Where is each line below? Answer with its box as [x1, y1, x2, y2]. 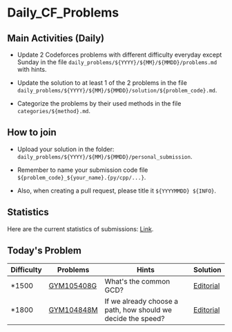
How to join [7, 126, 57, 139]
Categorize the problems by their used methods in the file [17, 99, 182, 108]
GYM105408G [48, 281, 97, 291]
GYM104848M [48, 305, 98, 315]
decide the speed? [104, 314, 165, 324]
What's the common [104, 277, 171, 286]
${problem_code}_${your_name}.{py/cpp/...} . [17, 173, 146, 181]
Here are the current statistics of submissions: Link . [7, 224, 154, 233]
